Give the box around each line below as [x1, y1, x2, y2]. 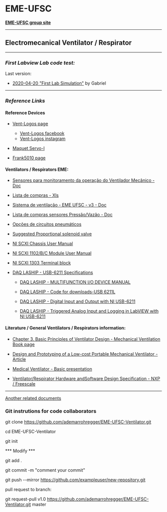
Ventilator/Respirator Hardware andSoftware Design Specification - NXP [12, 376, 161, 382]
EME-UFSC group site [5, 19, 51, 25]
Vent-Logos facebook [19, 130, 65, 136]
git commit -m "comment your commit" [5, 467, 85, 473]
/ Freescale [12, 381, 36, 386]
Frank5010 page [12, 155, 46, 161]
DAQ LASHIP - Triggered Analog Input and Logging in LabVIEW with [19, 308, 159, 314]
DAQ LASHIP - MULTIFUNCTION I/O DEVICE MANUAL [19, 279, 131, 285]
